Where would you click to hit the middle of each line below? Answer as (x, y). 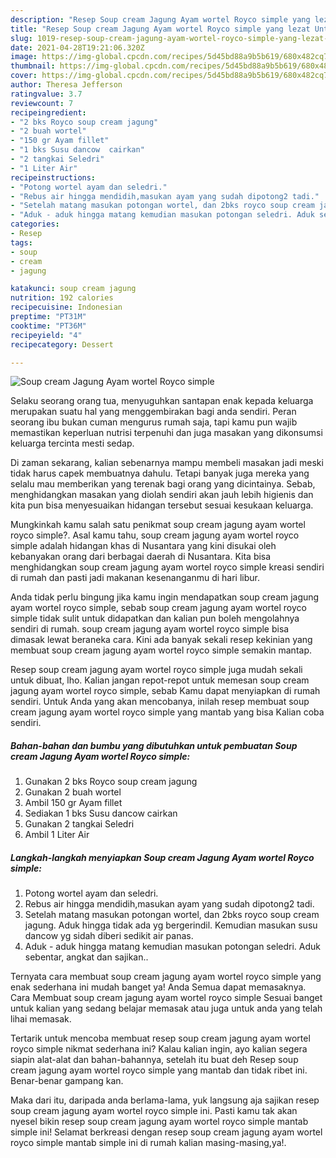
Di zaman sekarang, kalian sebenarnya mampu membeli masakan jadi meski (167, 463)
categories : (35, 224)
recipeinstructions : (53, 177)
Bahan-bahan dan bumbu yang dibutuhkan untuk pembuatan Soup (154, 745)
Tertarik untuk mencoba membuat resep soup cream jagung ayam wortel (160, 1038)
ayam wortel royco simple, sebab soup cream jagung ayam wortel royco (158, 608)
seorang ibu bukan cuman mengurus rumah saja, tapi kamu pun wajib (154, 422)
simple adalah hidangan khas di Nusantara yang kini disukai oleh (143, 546)
